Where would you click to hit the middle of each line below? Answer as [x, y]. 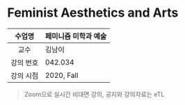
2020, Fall [62, 75]
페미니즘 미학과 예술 [76, 36]
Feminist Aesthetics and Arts [93, 13]
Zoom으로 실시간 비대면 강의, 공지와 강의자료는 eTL [94, 94]
